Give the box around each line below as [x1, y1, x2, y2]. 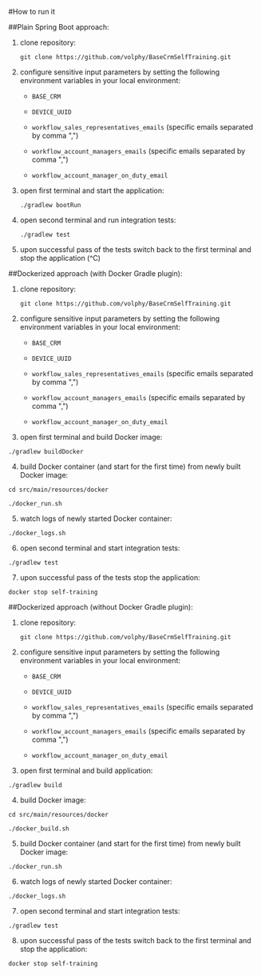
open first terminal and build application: [19, 766, 153, 775]
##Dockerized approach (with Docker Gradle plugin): [8, 269, 183, 278]
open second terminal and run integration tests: [19, 215, 176, 225]
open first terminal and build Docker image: [19, 432, 163, 442]
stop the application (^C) [19, 254, 101, 262]
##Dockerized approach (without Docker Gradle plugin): [8, 602, 193, 611]
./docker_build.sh [8, 825, 69, 833]
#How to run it [8, 7, 56, 16]
